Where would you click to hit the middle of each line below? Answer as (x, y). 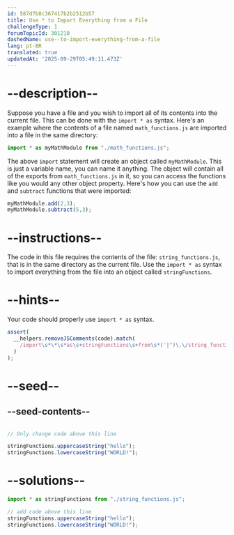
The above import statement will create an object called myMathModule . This (115, 161)
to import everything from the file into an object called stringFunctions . (110, 272)
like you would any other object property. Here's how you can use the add (112, 183)
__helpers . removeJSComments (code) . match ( (75, 339)
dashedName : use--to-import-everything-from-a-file (84, 40)
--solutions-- (46, 481)
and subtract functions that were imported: (69, 191)
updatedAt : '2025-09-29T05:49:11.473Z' (65, 59)
